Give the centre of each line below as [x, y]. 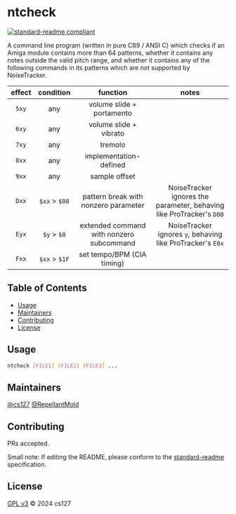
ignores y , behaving [190, 234]
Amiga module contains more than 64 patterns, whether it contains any [110, 53]
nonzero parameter [113, 205]
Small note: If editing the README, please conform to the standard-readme [116, 457]
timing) [113, 263]
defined [113, 164]
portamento [113, 113]
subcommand [113, 243]
